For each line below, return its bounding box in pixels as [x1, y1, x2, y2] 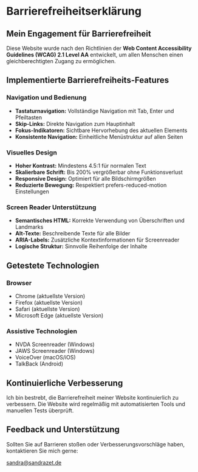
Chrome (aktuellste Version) [15, 292, 86, 299]
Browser [6, 279, 32, 287]
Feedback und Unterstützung [6, 425, 120, 435]
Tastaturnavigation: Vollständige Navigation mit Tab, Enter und [15, 107, 174, 114]
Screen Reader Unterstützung [6, 203, 97, 211]
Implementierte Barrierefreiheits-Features [6, 75, 169, 86]
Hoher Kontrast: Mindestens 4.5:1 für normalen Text [15, 162, 147, 169]
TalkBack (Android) [15, 360, 64, 367]
